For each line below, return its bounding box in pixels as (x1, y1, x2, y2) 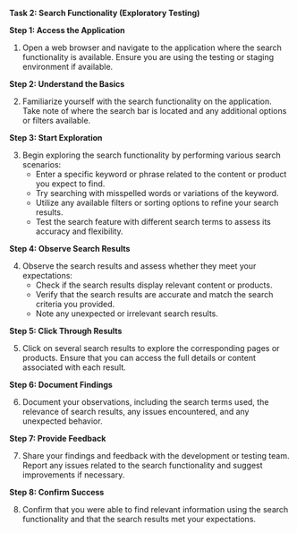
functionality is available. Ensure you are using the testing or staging (21, 52, 275, 62)
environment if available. (21, 62, 114, 72)
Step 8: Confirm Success (9, 487, 105, 497)
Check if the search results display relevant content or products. (35, 279, 273, 290)
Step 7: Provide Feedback (9, 434, 106, 443)
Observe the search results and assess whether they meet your (21, 261, 257, 271)
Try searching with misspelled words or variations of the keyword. (35, 188, 279, 198)
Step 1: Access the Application (9, 25, 125, 35)
